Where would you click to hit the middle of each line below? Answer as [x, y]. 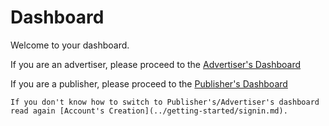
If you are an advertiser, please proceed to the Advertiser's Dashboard [156, 64]
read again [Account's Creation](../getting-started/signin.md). [149, 111]
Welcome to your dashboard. [70, 45]
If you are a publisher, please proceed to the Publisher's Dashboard [149, 83]
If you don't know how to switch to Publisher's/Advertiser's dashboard [165, 102]
